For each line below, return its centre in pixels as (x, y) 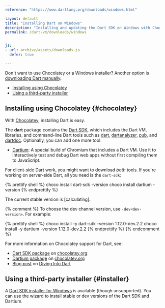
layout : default (22, 18)
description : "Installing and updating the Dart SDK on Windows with (78, 28)
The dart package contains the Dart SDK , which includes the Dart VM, (76, 130)
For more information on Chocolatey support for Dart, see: (64, 244)
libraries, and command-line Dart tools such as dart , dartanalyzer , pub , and (81, 135)
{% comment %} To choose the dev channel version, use (63, 209)
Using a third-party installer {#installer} (67, 279)
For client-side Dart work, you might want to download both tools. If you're (81, 170)
